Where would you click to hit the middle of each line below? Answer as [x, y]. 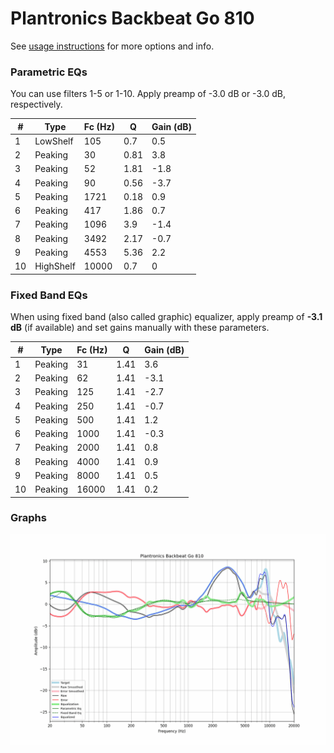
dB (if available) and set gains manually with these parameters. [140, 328]
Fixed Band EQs [49, 295]
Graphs [28, 518]
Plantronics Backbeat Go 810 [132, 18]
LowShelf [54, 141]
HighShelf [55, 266]
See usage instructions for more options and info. [112, 46]
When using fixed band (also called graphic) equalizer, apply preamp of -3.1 [166, 317]
